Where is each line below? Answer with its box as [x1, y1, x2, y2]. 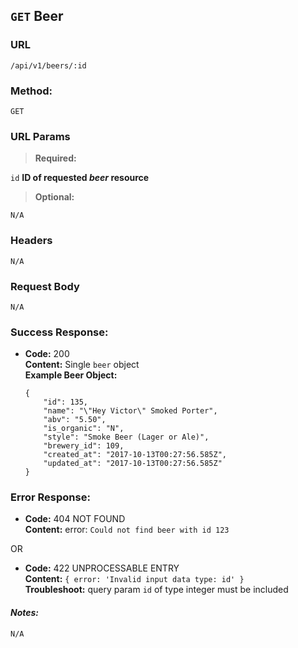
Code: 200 [24, 348, 70, 360]
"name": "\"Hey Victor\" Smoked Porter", [43, 406, 218, 416]
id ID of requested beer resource [10, 172, 150, 184]
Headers [10, 234, 53, 248]
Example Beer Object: [24, 369, 118, 381]
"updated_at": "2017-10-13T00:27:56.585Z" [43, 459, 223, 469]
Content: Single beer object [24, 359, 140, 371]
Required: [34, 152, 77, 164]
